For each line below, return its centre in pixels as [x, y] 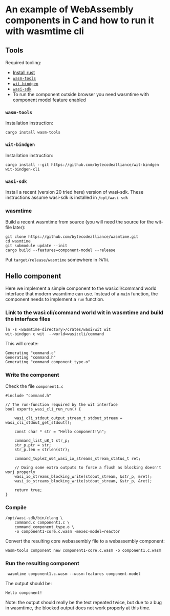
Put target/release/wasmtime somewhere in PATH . [57, 260]
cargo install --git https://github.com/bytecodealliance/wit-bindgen [82, 165]
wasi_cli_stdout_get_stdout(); [39, 422]
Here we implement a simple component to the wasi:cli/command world [81, 288]
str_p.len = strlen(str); [42, 450]
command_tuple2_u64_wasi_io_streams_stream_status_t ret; [78, 458]
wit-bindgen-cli [23, 169]
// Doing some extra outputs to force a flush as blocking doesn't [88, 468]
